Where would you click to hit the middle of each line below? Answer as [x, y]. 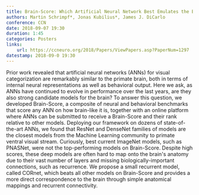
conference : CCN [26, 22]
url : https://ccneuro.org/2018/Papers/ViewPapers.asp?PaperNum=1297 [103, 50]
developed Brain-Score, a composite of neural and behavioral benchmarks [97, 103]
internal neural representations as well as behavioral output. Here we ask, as [99, 85]
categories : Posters [32, 39]
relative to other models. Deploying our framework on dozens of [84, 122]
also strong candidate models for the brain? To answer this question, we [94, 97]
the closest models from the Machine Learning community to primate [91, 135]
